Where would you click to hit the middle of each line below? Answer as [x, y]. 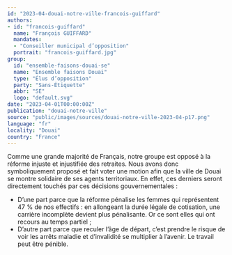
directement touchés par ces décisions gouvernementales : [93, 186]
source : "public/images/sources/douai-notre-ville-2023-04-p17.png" [109, 117]
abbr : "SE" [29, 91]
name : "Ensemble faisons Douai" [61, 72]
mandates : [28, 40]
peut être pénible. [42, 244]
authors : [20, 20]
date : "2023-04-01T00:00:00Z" [51, 105]
